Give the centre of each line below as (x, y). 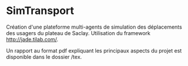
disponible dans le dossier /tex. (44, 57)
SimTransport (40, 11)
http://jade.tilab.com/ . (32, 39)
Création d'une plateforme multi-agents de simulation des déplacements (94, 27)
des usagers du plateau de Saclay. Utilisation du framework (78, 33)
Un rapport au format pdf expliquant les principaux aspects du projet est (94, 50)
